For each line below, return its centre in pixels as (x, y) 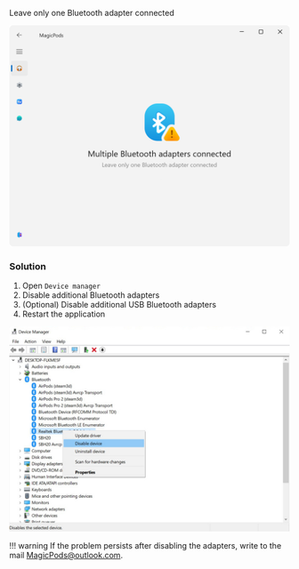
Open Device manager (61, 285)
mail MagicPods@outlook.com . (66, 556)
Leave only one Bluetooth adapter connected (92, 13)
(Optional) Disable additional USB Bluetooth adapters (119, 304)
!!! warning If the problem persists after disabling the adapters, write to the (145, 546)
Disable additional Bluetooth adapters (91, 295)
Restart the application (64, 314)
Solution (28, 266)
